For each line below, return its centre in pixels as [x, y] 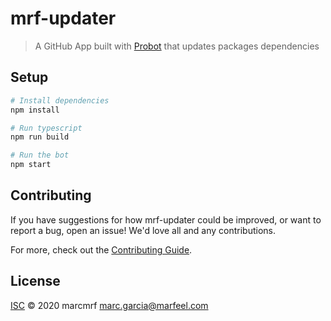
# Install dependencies [60, 100]
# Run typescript [46, 128]
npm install [35, 110]
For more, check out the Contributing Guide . [101, 249]
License [35, 281]
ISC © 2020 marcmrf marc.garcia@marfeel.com [109, 305]
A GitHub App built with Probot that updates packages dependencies [177, 46]
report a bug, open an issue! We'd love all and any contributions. [143, 230]
